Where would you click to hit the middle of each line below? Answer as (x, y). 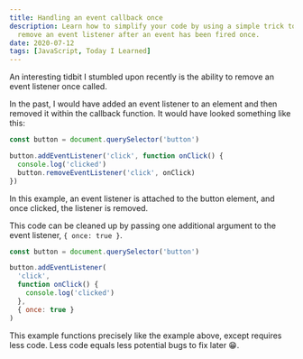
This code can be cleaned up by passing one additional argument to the (143, 226)
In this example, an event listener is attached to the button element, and (142, 198)
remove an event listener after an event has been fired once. (138, 34)
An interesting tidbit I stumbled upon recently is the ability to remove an (142, 77)
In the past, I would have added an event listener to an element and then (143, 104)
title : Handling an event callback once (87, 18)
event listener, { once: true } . (66, 235)
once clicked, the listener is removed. (79, 207)
